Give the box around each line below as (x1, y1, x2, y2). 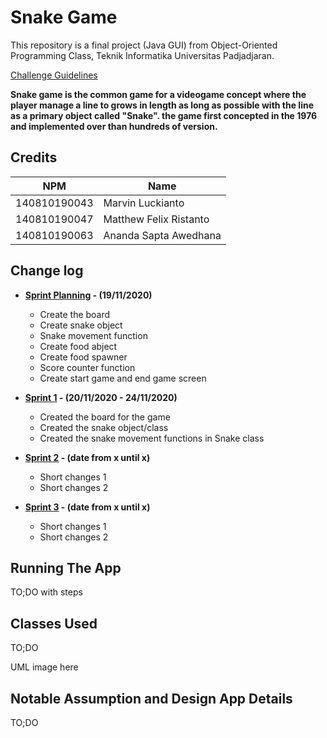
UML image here (10, 661, 79, 673)
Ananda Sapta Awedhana (103, 228, 222, 242)
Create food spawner (39, 351, 128, 363)
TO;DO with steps (10, 586, 83, 598)
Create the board (39, 308, 111, 320)
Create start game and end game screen (39, 372, 207, 384)
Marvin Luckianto (103, 196, 185, 210)
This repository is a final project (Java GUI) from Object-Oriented (10, 39, 278, 51)
